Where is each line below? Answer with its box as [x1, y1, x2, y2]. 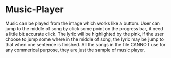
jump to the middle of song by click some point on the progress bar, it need [5, 25, 163, 31]
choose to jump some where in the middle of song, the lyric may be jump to [5, 36, 164, 42]
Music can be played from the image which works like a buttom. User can [5, 20, 160, 26]
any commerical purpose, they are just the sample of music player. [5, 47, 145, 53]
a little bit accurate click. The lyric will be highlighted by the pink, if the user [5, 31, 164, 37]
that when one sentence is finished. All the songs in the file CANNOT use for [5, 41, 166, 47]
